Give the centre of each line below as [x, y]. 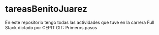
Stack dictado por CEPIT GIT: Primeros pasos [51, 27]
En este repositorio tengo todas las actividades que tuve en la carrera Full [79, 22]
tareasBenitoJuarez [46, 9]
